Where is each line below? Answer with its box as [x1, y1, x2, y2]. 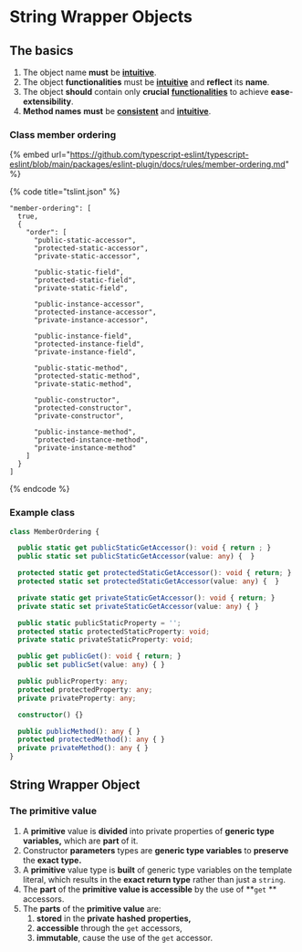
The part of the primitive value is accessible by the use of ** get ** [22, 884, 277, 894]
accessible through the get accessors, [36, 922, 182, 933]
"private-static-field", [33, 284, 129, 293]
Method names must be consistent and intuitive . [22, 106, 212, 116]
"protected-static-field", [33, 276, 137, 285]
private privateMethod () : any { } [17, 744, 149, 753]
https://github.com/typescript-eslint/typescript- [69, 149, 249, 161]
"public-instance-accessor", [33, 299, 145, 309]
